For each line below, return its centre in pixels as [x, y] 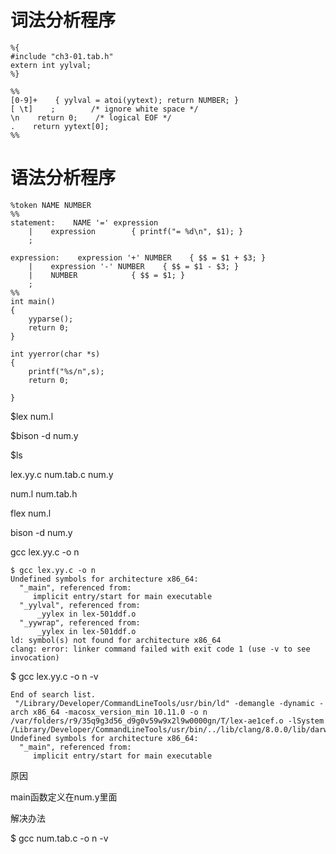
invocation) [35, 657]
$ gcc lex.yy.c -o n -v [54, 676]
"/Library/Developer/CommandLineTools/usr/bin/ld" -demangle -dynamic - [169, 703]
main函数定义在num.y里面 [64, 797]
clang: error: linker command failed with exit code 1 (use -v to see [160, 649]
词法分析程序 [63, 20]
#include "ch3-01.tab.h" [62, 56]
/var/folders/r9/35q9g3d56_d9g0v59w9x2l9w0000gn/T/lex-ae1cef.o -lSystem [167, 721]
